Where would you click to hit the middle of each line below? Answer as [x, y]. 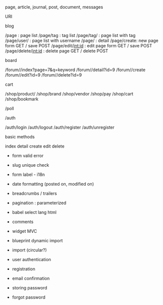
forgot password [29, 297]
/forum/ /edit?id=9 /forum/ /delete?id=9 [43, 75]
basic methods [20, 137]
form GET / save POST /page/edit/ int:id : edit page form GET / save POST [79, 46]
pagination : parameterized [39, 203]
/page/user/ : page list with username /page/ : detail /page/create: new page [82, 40]
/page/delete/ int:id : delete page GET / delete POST [57, 51]
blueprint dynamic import [37, 240]
